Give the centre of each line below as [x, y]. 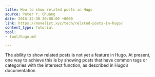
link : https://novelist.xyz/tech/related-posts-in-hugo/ [64, 23]
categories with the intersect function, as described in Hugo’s [67, 65]
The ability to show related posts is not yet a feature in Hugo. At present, [78, 55]
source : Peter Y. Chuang [30, 14]
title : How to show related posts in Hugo [49, 10]
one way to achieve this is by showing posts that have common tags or [76, 60]
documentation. [21, 70]
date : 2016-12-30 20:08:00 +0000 [39, 19]
